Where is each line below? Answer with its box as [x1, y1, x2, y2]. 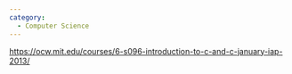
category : [9, 12, 46, 22]
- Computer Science [17, 21, 90, 30]
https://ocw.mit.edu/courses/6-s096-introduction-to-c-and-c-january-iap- [9, 45, 283, 56]
